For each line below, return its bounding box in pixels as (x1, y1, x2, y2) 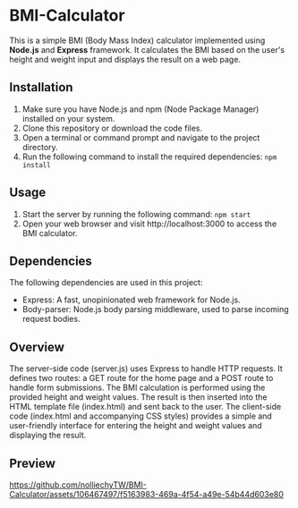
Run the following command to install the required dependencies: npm (21, 151, 277, 162)
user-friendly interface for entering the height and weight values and (9, 420, 262, 431)
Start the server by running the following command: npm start (21, 208, 251, 219)
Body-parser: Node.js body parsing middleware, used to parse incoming (21, 304, 289, 315)
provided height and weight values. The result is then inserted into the (9, 392, 268, 402)
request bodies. (21, 314, 81, 325)
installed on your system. (21, 113, 115, 123)
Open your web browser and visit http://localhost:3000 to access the (21, 218, 277, 229)
